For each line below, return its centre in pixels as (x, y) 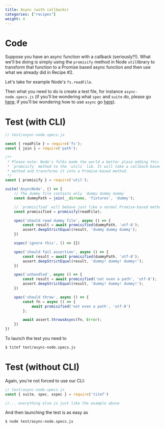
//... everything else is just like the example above (62, 403)
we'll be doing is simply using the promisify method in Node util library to (80, 62)
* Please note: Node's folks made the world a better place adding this (83, 162)
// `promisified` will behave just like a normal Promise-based (81, 207)
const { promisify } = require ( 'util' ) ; (47, 180)
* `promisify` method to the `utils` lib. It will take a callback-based (84, 166)
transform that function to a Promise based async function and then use (78, 67)
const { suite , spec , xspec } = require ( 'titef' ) (57, 394)
